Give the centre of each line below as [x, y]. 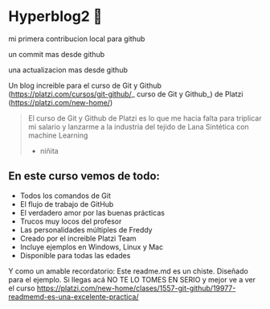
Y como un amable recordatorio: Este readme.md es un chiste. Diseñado [129, 271]
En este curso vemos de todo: [84, 176]
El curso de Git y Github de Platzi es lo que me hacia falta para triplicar [145, 118]
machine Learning [58, 135]
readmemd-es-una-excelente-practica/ [74, 296]
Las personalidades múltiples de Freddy [86, 229]
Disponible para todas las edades [75, 255]
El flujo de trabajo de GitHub [67, 204]
